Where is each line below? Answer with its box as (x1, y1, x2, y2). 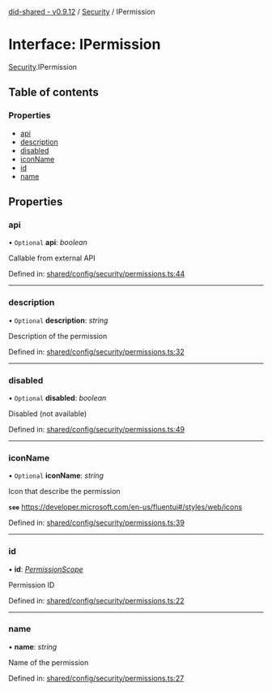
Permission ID (8, 580, 55, 590)
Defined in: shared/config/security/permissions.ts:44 (8, 269, 185, 279)
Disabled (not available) (8, 409, 87, 418)
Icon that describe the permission (8, 487, 121, 496)
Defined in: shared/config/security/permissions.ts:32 (8, 346, 185, 356)
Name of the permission (8, 657, 89, 667)
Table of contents (8, 85, 99, 100)
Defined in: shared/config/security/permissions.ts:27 (8, 673, 185, 683)
